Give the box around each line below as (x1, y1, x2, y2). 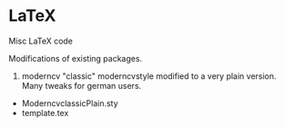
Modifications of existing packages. (8, 53, 143, 63)
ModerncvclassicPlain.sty (21, 97, 119, 109)
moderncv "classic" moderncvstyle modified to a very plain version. (21, 70, 277, 82)
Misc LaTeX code (8, 35, 74, 46)
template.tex (21, 107, 69, 118)
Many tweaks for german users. (21, 80, 142, 91)
